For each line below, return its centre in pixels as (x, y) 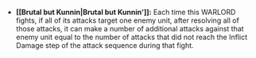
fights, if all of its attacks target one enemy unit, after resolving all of (128, 20)
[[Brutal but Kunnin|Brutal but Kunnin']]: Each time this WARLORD (126, 12)
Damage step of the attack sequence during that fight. (105, 45)
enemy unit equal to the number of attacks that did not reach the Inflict (132, 37)
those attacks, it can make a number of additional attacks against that (130, 29)
